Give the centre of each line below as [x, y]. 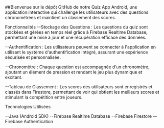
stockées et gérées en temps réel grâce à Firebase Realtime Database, [76, 32]
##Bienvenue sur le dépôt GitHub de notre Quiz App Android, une [71, 7]
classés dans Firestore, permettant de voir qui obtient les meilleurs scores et [82, 92]
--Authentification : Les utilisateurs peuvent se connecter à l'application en [81, 47]
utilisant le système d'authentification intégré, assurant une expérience [77, 52]
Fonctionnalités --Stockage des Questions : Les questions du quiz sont [77, 27]
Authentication [38, 121]
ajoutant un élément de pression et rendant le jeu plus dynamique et [74, 72]
